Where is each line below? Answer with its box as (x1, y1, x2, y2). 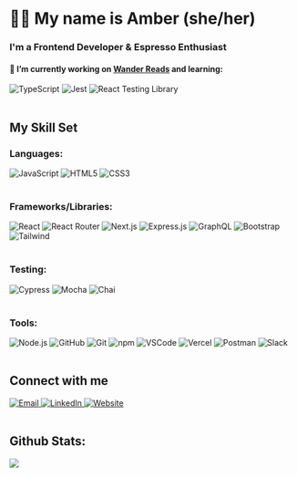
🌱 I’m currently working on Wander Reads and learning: (9, 63, 223, 74)
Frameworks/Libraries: (9, 200, 113, 213)
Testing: (9, 264, 47, 276)
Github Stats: (9, 433, 87, 450)
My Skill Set (9, 119, 78, 135)
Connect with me (9, 373, 109, 389)
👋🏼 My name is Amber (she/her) (9, 8, 256, 29)
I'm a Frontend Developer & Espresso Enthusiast (9, 41, 227, 54)
